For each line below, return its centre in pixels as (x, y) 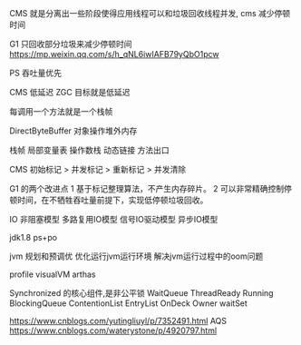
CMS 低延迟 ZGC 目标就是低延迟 (70, 92)
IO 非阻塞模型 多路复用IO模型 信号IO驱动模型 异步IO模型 (114, 219)
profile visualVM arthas (53, 274)
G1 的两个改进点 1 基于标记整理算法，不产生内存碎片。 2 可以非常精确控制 (147, 188)
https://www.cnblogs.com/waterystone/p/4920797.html (113, 330)
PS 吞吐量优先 (35, 73)
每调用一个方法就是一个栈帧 (61, 111)
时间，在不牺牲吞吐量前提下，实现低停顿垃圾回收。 (112, 200)
